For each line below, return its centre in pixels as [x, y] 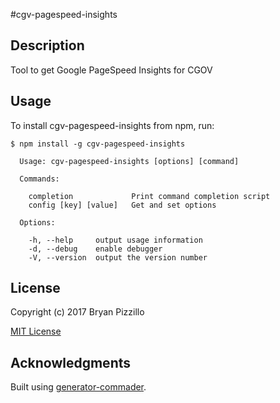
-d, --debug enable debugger [95, 249]
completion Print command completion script [149, 196]
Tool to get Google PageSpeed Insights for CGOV [111, 70]
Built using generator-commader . [78, 387]
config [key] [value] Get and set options [122, 205]
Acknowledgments [71, 362]
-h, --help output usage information [115, 240]
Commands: [39, 179]
